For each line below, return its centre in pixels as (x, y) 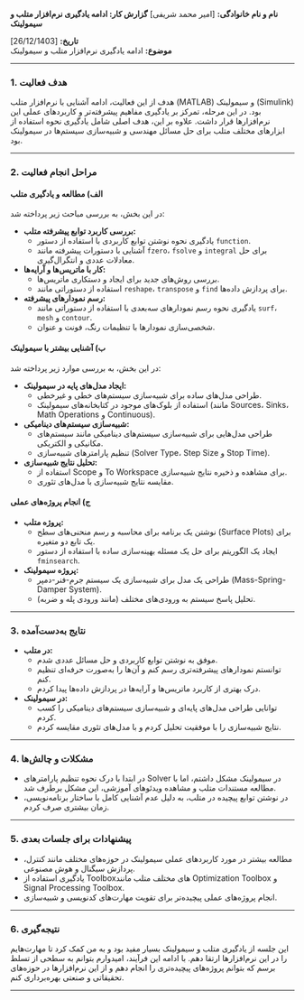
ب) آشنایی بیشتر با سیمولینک (58, 348)
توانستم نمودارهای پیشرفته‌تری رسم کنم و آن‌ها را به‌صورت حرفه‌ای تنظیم (159, 670)
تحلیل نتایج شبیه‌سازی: (60, 462)
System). (85, 589)
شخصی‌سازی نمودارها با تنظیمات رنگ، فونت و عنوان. (126, 327)
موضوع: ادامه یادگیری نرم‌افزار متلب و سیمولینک (91, 51)
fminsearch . (58, 560)
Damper (51, 589)
